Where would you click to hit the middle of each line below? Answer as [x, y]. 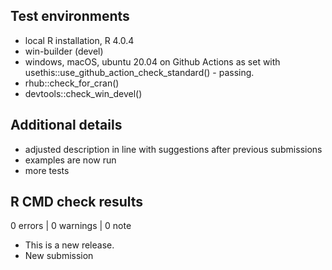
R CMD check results [77, 202]
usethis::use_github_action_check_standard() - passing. [139, 72]
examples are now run [70, 160]
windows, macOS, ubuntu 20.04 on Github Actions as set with [152, 61]
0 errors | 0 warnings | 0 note [71, 226]
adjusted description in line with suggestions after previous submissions [173, 149]
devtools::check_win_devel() [83, 93]
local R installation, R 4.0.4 [79, 40]
